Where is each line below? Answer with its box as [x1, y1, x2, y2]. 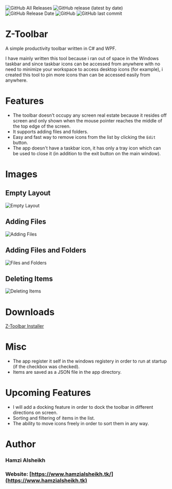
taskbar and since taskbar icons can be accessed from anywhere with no [5, 61, 161, 67]
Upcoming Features [5, 387, 91, 399]
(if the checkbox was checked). [12, 364, 80, 370]
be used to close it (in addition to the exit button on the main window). [12, 150, 161, 156]
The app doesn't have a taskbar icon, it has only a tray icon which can [12, 144, 161, 151]
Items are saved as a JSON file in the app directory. [12, 369, 122, 375]
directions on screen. [12, 409, 58, 416]
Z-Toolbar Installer [5, 323, 44, 329]
